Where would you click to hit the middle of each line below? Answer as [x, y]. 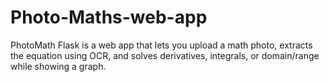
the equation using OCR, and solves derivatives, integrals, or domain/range [165, 55]
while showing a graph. [58, 66]
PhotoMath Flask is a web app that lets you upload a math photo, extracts [161, 45]
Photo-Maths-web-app [109, 17]
